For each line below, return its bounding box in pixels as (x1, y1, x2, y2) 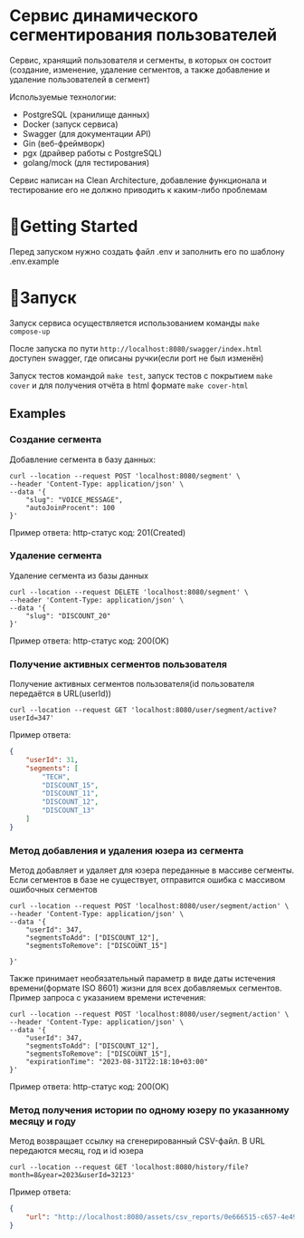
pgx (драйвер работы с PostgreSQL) (22, 147, 163, 159)
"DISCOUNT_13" (42, 806, 95, 816)
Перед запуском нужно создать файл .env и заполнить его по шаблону (9, 246, 285, 256)
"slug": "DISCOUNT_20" (25, 611, 111, 621)
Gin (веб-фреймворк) (22, 138, 106, 149)
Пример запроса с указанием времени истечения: (9, 992, 206, 1003)
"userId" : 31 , (25, 755, 79, 764)
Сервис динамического (9, 5, 199, 26)
